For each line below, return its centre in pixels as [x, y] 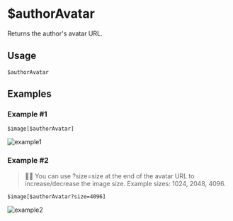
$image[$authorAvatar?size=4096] [57, 196]
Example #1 [27, 114]
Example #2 [28, 161]
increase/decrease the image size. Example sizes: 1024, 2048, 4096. [125, 183]
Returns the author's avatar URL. [55, 33]
